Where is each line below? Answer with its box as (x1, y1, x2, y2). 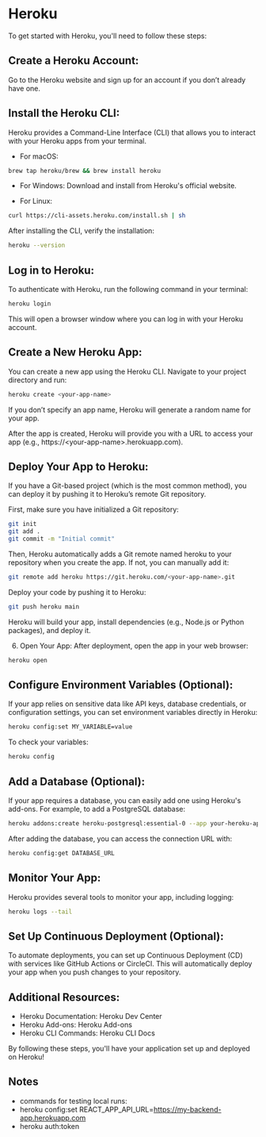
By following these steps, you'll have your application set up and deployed (8, 1044, 251, 1054)
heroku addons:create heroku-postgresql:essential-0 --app (8, 820, 207, 828)
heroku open (8, 656, 47, 664)
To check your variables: (8, 737, 89, 747)
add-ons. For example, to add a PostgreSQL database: (8, 805, 186, 813)
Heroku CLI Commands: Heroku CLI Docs (19, 1028, 156, 1038)
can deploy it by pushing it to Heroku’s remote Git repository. (8, 490, 207, 499)
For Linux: (19, 196, 53, 206)
